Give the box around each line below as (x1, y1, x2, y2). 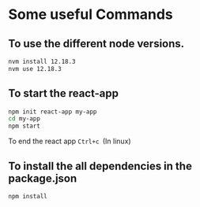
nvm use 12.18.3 (8, 65, 62, 72)
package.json (8, 172, 77, 185)
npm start (8, 122, 41, 131)
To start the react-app (8, 87, 119, 100)
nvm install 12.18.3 (8, 57, 77, 65)
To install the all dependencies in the (8, 159, 192, 172)
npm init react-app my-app (8, 108, 97, 116)
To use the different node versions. (8, 37, 185, 50)
